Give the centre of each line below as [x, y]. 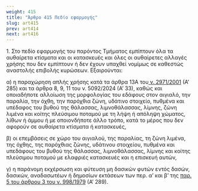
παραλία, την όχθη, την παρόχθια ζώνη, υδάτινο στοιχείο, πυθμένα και [95, 101]
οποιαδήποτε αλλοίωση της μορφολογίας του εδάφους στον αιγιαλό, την [98, 95]
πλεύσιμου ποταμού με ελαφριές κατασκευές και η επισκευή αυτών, [91, 157]
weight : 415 [21, 12]
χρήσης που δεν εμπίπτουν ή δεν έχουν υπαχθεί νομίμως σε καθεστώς [95, 64]
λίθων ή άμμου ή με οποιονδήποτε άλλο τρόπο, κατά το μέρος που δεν [95, 120]
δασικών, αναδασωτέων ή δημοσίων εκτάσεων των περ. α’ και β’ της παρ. [99, 175]
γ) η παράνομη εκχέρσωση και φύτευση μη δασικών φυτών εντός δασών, [98, 169]
